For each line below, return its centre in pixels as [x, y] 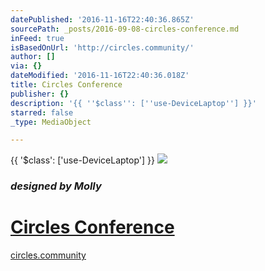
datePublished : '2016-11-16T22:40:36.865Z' [102, 19]
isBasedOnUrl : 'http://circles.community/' [102, 47]
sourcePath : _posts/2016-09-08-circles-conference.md [125, 29]
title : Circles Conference [66, 85]
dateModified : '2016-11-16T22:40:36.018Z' [100, 76]
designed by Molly [56, 186]
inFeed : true [37, 38]
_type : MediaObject [51, 122]
